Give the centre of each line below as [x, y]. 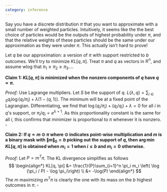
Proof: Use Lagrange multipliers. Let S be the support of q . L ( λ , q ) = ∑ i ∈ [79, 93]
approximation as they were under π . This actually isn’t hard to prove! [76, 45]
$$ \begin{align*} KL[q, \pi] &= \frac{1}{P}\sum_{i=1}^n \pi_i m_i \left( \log [84, 166]
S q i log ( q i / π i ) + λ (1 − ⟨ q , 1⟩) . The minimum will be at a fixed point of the [77, 99]
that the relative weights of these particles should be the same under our [80, 40]
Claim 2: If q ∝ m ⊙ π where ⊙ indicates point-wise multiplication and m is [84, 134]
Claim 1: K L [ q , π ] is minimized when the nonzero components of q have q [82, 77]
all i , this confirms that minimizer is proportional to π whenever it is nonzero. [83, 119]
